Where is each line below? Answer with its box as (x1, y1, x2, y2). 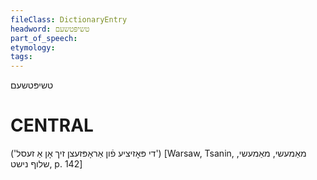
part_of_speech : (10, 33, 78, 43)
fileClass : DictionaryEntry (10, 14, 128, 25)
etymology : (10, 42, 56, 53)
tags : (10, 52, 33, 62)
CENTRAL (10, 114, 94, 137)
